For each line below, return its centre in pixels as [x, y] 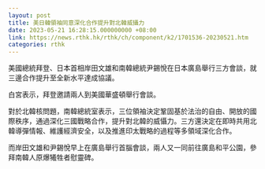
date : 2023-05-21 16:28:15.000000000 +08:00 [82, 30]
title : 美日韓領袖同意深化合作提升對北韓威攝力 [77, 23]
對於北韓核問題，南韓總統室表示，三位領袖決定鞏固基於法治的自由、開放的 [129, 112]
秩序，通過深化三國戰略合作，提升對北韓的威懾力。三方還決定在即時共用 [132, 121]
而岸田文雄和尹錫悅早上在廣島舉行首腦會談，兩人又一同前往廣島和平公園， [129, 148]
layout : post [30, 15]
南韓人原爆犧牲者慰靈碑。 [56, 157]
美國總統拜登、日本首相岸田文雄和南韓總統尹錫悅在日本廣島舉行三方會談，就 [132, 68]
